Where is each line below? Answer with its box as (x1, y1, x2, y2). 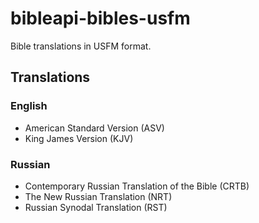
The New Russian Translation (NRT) (24, 190, 173, 202)
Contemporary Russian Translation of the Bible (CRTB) (24, 180, 250, 192)
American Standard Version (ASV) (24, 122, 165, 134)
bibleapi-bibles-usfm (10, 7, 191, 30)
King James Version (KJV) (24, 132, 134, 144)
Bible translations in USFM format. (10, 40, 152, 52)
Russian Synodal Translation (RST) (24, 201, 168, 213)
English (10, 99, 48, 113)
